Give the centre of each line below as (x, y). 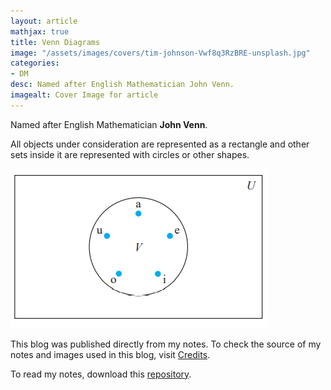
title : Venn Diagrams (55, 42)
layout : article (44, 21)
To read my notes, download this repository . (101, 374)
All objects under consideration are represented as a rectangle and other (160, 144)
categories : (35, 63)
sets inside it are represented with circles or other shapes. (130, 154)
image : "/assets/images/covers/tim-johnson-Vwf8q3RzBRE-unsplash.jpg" (160, 53)
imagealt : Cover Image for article (84, 95)
